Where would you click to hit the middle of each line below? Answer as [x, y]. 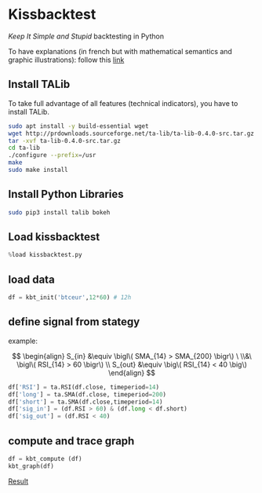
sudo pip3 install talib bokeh [59, 212]
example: [23, 341]
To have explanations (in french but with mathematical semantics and [120, 51]
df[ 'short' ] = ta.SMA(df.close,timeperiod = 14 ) [86, 402]
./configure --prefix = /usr [52, 155]
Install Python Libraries [66, 194]
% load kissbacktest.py [45, 255]
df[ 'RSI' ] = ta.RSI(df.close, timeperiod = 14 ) [84, 387]
